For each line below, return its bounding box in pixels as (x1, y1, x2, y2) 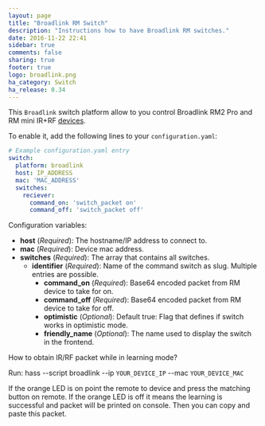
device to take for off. (43, 303, 114, 313)
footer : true (8, 64, 52, 72)
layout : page (8, 11, 52, 20)
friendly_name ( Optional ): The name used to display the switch (43, 329, 252, 338)
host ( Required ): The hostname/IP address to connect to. (19, 236, 208, 245)
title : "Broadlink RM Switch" (8, 19, 109, 27)
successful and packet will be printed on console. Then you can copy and (8, 401, 251, 410)
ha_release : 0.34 (8, 85, 66, 94)
